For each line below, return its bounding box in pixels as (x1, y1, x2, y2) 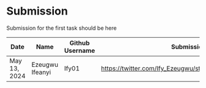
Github (69, 38, 90, 47)
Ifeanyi (31, 68, 51, 76)
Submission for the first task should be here (6, 24, 117, 32)
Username (64, 46, 96, 55)
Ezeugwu (31, 60, 58, 69)
